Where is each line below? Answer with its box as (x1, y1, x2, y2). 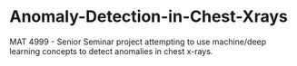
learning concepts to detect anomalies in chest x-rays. (9, 45, 213, 56)
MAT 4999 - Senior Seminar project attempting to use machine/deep (9, 36, 267, 47)
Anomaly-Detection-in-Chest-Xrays (9, 6, 289, 27)
